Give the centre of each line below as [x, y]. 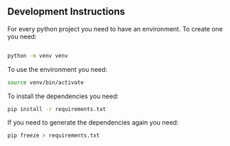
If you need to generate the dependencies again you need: [93, 122]
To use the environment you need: [57, 69]
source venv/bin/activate [45, 82]
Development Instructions [66, 12]
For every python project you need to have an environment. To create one [115, 28]
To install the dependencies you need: [63, 96]
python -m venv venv [38, 56]
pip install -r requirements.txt [57, 109]
